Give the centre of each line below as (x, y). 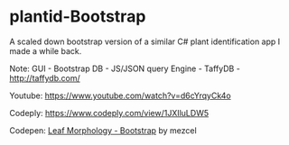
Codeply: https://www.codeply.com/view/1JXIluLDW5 (109, 113)
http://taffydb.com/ (45, 77)
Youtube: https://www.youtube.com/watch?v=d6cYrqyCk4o (121, 95)
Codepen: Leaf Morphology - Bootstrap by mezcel (103, 130)
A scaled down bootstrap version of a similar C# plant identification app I (145, 41)
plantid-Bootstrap (78, 17)
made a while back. (46, 50)
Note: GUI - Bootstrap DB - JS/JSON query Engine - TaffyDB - (125, 68)
